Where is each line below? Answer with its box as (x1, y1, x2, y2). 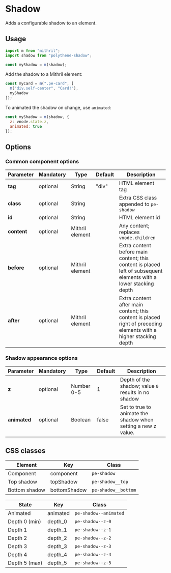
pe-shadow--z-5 (74, 560, 111, 566)
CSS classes (5, 446, 46, 455)
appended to (119, 200, 150, 208)
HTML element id (119, 214, 160, 221)
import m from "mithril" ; (5, 48, 60, 53)
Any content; (119, 222, 150, 230)
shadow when (120, 416, 154, 423)
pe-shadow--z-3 (74, 543, 111, 550)
